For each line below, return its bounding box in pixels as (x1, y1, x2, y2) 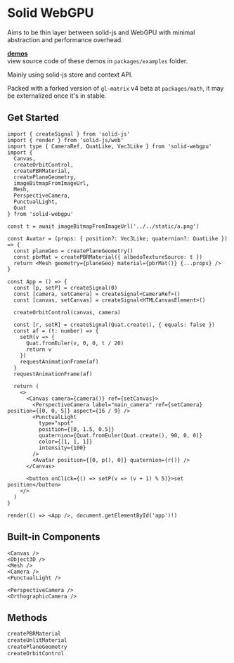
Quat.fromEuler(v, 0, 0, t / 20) (25, 340, 124, 347)
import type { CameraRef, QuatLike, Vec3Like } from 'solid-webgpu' (7, 143, 212, 150)
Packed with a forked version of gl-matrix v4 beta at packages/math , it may (7, 84, 224, 92)
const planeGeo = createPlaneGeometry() (13, 247, 134, 255)
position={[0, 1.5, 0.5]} (38, 425, 115, 433)
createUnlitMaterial (7, 637, 68, 644)
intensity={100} (38, 444, 86, 451)
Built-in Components (7, 531, 100, 543)
